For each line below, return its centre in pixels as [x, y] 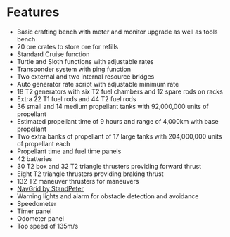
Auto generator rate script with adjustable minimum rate [98, 84]
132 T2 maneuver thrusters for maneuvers [78, 181]
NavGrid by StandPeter [50, 188]
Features [33, 12]
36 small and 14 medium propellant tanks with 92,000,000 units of [113, 106]
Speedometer [37, 203]
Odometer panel [40, 218]
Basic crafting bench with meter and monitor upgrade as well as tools [117, 32]
